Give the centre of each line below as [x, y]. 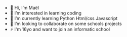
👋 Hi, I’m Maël [25, 8]
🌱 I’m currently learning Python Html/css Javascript [64, 18]
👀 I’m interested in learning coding [46, 13]
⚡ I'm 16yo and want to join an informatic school [60, 29]
